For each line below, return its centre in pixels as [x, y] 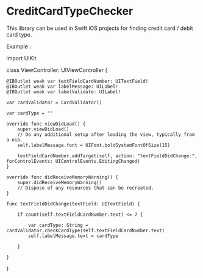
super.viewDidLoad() [43, 129]
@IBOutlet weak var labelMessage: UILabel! [62, 87]
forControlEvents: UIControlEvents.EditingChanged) [73, 161]
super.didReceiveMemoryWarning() [60, 182]
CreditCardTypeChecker [70, 11]
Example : [19, 46]
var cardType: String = [58, 225]
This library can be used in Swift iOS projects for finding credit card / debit [100, 28]
